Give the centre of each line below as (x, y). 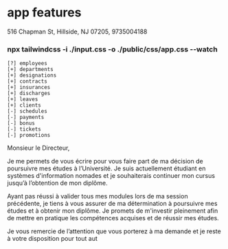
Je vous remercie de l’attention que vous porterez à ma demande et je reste (114, 231)
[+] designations (32, 76)
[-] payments (26, 118)
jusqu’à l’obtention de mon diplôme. (57, 183)
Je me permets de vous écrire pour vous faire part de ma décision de (105, 161)
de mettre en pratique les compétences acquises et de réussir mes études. (113, 218)
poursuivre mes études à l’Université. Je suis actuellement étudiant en (106, 168)
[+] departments (30, 70)
